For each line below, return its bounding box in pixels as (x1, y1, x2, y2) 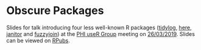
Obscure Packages (6, 4, 104, 18)
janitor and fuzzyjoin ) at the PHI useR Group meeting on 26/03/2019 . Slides (6, 30, 195, 37)
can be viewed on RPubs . (6, 37, 70, 44)
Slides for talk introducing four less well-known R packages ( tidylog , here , (6, 24, 192, 31)
